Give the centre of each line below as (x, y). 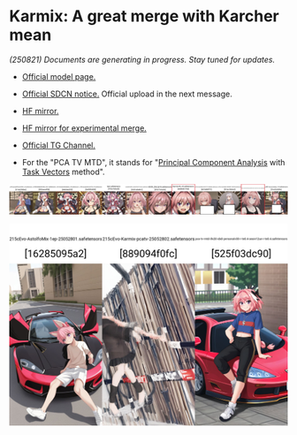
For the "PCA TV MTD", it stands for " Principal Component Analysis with (153, 162)
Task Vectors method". (63, 172)
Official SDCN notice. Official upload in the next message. (127, 94)
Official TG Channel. (58, 145)
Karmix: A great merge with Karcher (145, 16)
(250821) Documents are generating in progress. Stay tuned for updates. (142, 59)
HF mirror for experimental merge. (84, 128)
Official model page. (59, 76)
